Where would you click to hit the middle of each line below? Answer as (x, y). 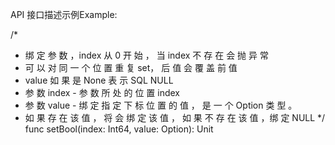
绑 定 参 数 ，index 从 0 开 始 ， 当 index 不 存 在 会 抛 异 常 (146, 55)
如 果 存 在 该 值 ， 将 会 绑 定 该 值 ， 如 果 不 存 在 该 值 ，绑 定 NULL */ (175, 117)
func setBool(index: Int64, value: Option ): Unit (119, 129)
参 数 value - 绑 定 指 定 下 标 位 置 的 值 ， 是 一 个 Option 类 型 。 (161, 105)
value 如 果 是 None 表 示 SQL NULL (99, 80)
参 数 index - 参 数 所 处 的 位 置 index (102, 92)
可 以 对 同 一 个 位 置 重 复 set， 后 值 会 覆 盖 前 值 (131, 67)
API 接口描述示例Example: (64, 14)
